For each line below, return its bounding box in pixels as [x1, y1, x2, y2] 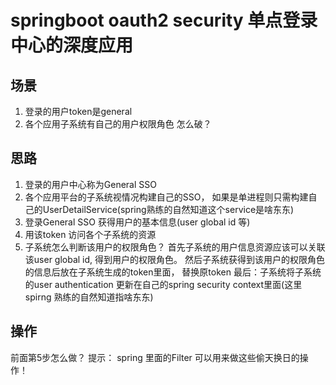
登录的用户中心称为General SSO [24, 178, 157, 190]
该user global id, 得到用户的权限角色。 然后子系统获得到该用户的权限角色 [24, 253, 325, 265]
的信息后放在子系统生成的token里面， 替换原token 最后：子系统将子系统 [24, 266, 322, 278]
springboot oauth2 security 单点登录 [10, 9, 318, 32]
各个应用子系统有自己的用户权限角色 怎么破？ [24, 118, 212, 130]
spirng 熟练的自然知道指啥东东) [24, 291, 154, 303]
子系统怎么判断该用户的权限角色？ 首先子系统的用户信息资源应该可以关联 [24, 241, 326, 253]
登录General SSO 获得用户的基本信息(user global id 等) [24, 216, 251, 228]
